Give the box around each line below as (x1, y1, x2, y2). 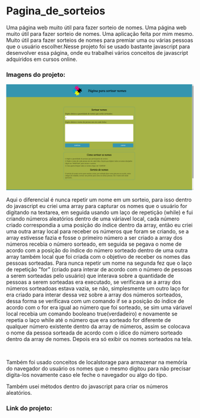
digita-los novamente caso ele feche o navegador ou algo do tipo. (6, 371, 168, 378)
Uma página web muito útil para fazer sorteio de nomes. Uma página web (6, 24, 187, 31)
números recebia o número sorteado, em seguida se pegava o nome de (6, 240, 182, 247)
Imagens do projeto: (6, 70, 65, 79)
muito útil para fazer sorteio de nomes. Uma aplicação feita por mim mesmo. (6, 30, 194, 37)
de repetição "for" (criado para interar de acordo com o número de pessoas (6, 265, 192, 273)
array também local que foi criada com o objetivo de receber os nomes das (6, 253, 190, 260)
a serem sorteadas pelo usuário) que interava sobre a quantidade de (6, 272, 174, 279)
